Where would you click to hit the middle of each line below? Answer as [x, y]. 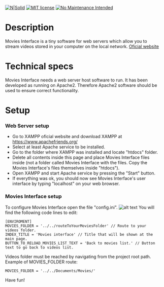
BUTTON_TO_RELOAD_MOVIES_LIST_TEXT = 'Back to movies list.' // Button [80, 243]
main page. [16, 239]
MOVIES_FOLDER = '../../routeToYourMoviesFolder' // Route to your [76, 226]
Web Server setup [27, 126]
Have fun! [15, 280]
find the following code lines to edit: [41, 213]
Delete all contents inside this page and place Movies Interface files [81, 157]
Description [30, 28]
